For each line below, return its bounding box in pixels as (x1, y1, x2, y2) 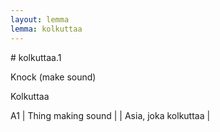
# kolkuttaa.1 (10, 51, 62, 63)
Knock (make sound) (10, 71, 97, 83)
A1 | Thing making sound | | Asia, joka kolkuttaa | (10, 109, 211, 121)
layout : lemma (10, 14, 70, 25)
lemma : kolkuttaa (10, 24, 83, 34)
